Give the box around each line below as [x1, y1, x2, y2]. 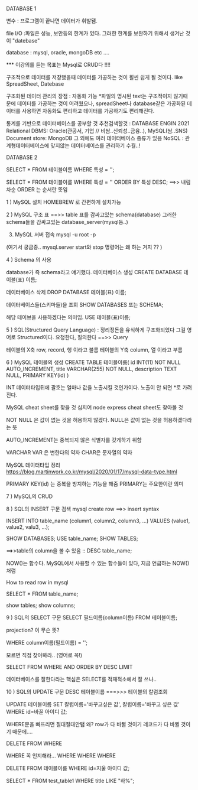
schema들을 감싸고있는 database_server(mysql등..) [6, 219, 128, 225]
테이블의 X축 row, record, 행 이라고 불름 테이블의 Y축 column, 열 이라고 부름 [6, 346, 183, 353]
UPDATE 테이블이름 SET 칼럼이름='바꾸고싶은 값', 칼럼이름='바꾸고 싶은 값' [6, 701, 180, 708]
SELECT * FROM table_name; [6, 590, 79, 597]
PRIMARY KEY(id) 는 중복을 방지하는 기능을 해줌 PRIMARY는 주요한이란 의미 [6, 480, 184, 487]
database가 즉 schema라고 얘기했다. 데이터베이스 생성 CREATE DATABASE [6, 269, 183, 275]
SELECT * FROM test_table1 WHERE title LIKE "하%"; [6, 777, 135, 784]
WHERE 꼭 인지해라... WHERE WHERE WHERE [6, 752, 116, 759]
